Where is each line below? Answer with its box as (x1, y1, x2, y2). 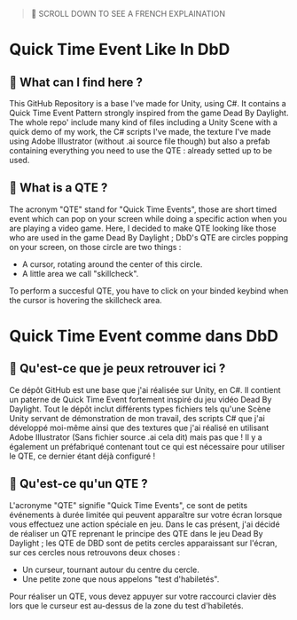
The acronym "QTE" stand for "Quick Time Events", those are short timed (9, 204, 277, 215)
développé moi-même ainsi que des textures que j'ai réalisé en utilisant (9, 422, 270, 433)
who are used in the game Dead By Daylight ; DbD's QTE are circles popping (9, 232, 289, 243)
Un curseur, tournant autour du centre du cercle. (21, 564, 199, 575)
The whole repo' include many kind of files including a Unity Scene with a (9, 117, 277, 128)
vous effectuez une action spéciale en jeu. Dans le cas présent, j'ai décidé (9, 519, 281, 530)
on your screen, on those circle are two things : (9, 241, 182, 252)
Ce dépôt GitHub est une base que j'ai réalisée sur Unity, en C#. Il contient (9, 384, 281, 395)
